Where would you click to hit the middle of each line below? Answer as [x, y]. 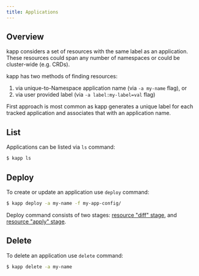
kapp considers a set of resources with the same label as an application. [97, 51]
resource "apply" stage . [36, 222]
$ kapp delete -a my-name [39, 267]
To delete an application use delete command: [65, 255]
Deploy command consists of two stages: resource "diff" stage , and [92, 215]
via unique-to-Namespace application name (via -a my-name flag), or [101, 88]
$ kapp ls [19, 159]
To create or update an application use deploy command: [78, 192]
